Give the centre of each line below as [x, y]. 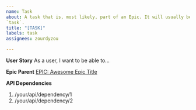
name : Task [19, 11]
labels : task [22, 33]
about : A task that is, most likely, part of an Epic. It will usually [95, 17]
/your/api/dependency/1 [43, 94]
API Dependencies [29, 83]
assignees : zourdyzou [32, 39]
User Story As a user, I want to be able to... [58, 60]
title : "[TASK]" [26, 28]
